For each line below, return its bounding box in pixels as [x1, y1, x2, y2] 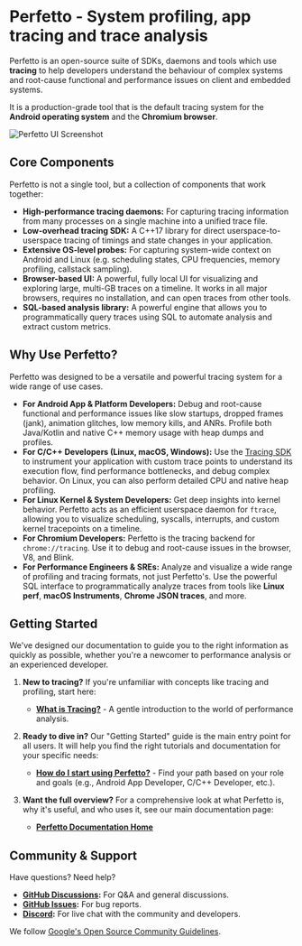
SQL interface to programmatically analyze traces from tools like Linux [22, 580, 285, 591]
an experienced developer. [9, 659, 109, 670]
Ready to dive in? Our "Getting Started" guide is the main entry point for [22, 731, 291, 742]
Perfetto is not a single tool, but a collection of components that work [9, 179, 266, 190]
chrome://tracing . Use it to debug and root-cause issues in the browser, [22, 542, 291, 552]
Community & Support [9, 848, 138, 863]
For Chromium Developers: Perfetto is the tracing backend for [22, 533, 255, 543]
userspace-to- [226, 225, 281, 236]
